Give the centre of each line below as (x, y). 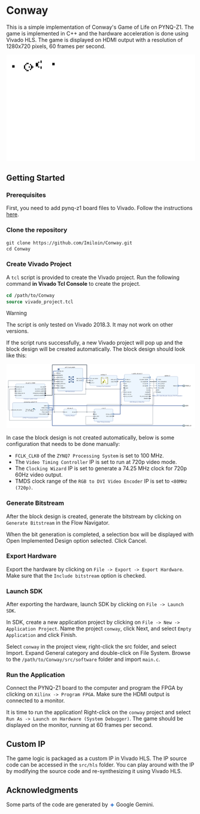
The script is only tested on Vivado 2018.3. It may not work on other (90, 325)
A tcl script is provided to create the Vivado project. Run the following (93, 277)
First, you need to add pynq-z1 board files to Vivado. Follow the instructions (99, 208)
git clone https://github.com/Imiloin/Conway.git (69, 243)
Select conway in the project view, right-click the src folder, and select (91, 647)
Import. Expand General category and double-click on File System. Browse (98, 653)
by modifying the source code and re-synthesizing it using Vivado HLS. (94, 771)
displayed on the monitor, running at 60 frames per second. (80, 725)
